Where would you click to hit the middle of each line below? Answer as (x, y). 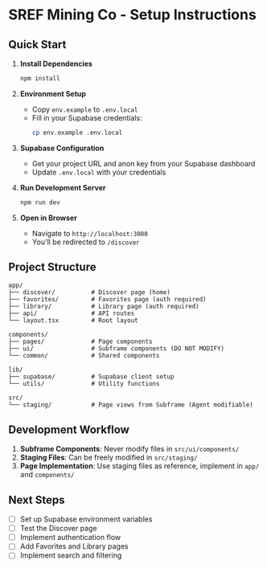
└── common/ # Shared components (84, 356)
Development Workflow (69, 429)
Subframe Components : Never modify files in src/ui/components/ (129, 449)
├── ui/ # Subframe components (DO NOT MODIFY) (117, 349)
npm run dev (40, 202)
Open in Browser (49, 218)
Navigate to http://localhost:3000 (90, 233)
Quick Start (37, 45)
